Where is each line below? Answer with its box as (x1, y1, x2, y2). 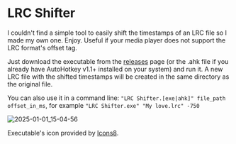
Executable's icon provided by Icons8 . (7, 128, 119, 137)
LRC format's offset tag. (7, 43, 78, 52)
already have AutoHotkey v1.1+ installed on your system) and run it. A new (7, 65, 223, 73)
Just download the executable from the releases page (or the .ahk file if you (7, 57, 229, 65)
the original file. (7, 79, 53, 88)
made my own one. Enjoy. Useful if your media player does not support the (7, 35, 226, 44)
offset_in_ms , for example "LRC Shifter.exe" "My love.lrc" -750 (7, 101, 200, 109)
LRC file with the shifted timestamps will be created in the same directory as (7, 72, 230, 81)
